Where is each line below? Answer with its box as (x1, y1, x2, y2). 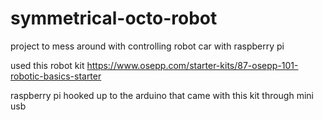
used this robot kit (10, 59, 85, 71)
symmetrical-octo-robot (10, 7, 218, 30)
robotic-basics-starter (10, 70, 102, 82)
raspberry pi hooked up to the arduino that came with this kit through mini (10, 89, 314, 101)
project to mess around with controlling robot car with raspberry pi (10, 40, 285, 52)
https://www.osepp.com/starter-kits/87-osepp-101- (86, 59, 299, 71)
